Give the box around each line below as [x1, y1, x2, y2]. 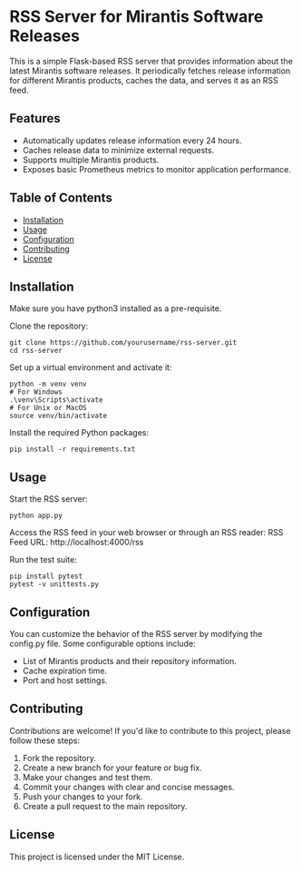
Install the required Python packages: [9, 427, 150, 438]
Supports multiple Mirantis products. [22, 154, 160, 165]
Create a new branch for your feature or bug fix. [22, 762, 202, 773]
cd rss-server [9, 347, 63, 356]
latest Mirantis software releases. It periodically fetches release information [9, 65, 291, 76]
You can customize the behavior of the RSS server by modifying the [9, 629, 263, 639]
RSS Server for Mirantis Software [9, 6, 264, 27]
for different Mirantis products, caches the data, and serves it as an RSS [9, 74, 278, 85]
